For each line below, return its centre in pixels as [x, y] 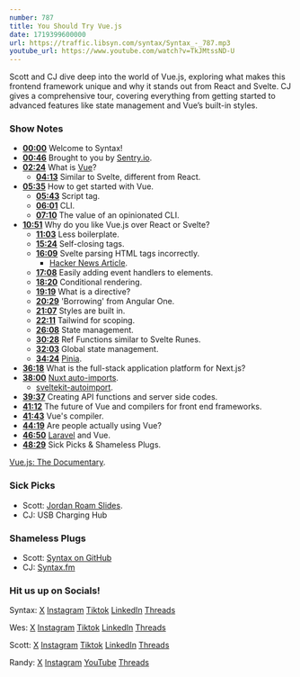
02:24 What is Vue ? [59, 167]
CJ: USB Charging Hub [65, 515]
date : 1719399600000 [48, 34]
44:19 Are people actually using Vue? [92, 426]
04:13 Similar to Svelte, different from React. [118, 177]
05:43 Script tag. [68, 196]
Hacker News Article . [88, 263]
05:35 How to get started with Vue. [88, 186]
